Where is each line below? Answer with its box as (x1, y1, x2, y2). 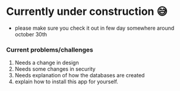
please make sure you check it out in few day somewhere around (14, 24, 175, 32)
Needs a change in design (14, 59, 79, 67)
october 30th (14, 30, 48, 37)
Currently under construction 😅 (6, 5, 168, 18)
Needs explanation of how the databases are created (14, 72, 145, 79)
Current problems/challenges (6, 45, 94, 54)
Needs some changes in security (14, 65, 96, 73)
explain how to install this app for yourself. (14, 78, 119, 85)
